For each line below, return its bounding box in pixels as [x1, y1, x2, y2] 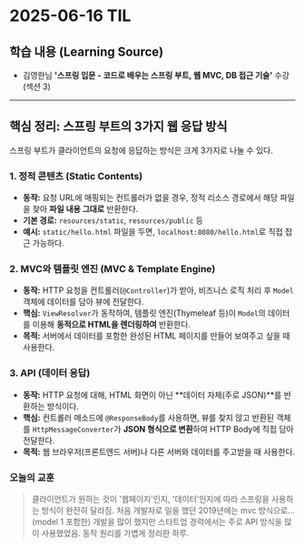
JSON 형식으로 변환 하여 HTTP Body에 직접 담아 [123, 423, 294, 434]
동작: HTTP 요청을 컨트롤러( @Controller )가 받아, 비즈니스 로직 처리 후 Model [22, 285, 294, 296]
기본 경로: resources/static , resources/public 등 [22, 215, 204, 226]
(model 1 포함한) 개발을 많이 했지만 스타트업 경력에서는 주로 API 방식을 [31, 516, 283, 527]
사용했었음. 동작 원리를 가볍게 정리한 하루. [41, 528, 190, 538]
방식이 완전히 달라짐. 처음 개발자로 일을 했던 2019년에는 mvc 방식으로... [41, 505, 295, 515]
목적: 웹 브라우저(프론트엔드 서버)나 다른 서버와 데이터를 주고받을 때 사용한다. [22, 446, 296, 457]
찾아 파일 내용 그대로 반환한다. [32, 204, 139, 215]
